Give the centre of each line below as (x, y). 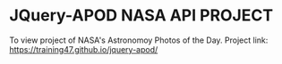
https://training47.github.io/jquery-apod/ (84, 49)
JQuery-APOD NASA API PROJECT (141, 16)
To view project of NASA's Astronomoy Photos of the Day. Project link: (139, 40)
